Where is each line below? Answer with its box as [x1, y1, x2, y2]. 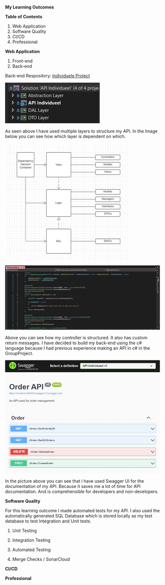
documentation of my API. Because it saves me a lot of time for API [5, 483, 141, 489]
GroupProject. [5, 350, 33, 356]
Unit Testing [12, 527, 37, 533]
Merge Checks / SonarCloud [12, 556, 70, 562]
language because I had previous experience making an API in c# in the [5, 345, 150, 351]
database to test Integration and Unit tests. [5, 518, 92, 524]
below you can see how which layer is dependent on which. [5, 133, 126, 139]
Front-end [12, 58, 33, 64]
